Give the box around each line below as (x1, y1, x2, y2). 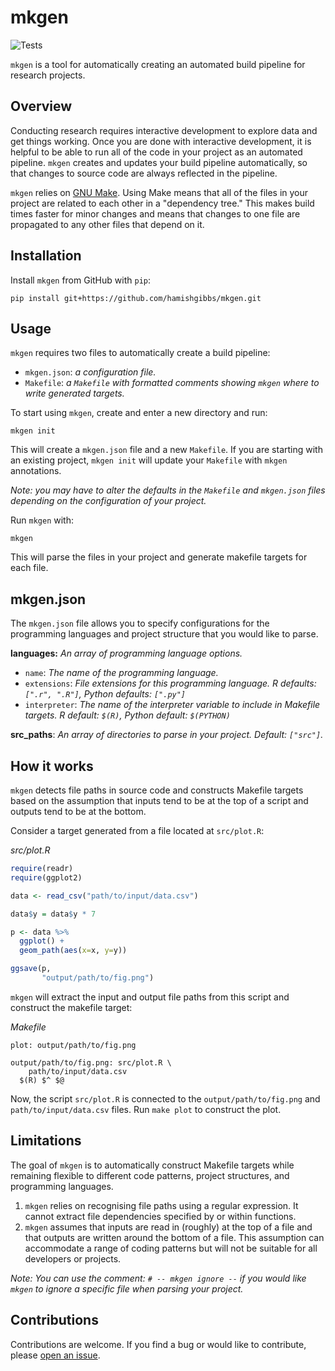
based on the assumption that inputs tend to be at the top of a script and (10, 795, 309, 806)
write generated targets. (24, 387, 125, 400)
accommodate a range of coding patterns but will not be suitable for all (24, 1242, 318, 1254)
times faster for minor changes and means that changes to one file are (10, 207, 301, 220)
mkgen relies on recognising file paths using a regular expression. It (24, 1199, 299, 1211)
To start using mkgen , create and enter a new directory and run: (10, 407, 268, 419)
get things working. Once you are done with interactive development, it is (10, 135, 312, 147)
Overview (10, 98, 73, 115)
